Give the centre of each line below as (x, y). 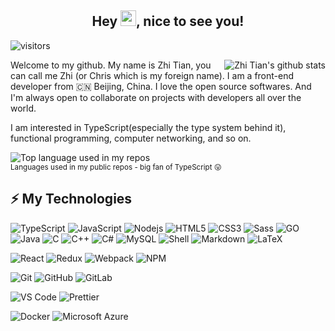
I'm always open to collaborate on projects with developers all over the (156, 97)
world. (23, 108)
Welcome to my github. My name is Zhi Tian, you (111, 65)
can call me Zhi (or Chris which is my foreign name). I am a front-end (152, 75)
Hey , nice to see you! (168, 21)
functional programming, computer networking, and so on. (131, 138)
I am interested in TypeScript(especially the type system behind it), (148, 127)
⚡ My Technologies (71, 199)
